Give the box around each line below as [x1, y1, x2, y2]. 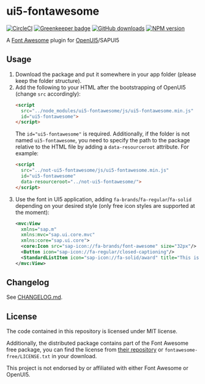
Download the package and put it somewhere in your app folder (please [15, 71, 197, 78]
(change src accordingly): [15, 90, 81, 98]
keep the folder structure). [15, 77, 82, 84]
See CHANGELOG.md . [6, 293, 63, 301]
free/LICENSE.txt [6, 354, 51, 360]
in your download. [51, 353, 97, 360]
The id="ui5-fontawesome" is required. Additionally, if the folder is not [15, 130, 190, 137]
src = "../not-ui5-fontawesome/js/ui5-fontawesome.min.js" [21, 167, 170, 174]
